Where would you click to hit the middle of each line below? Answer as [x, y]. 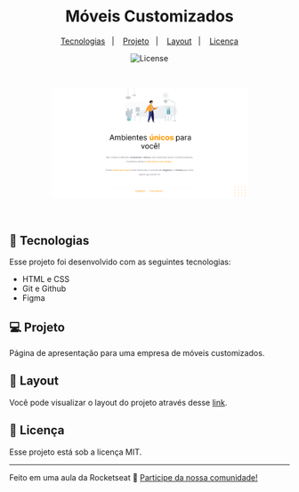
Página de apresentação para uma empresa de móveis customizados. [137, 353]
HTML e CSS [46, 279]
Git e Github [44, 289]
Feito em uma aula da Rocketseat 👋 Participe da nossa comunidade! [133, 477]
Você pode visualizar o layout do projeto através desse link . [118, 402]
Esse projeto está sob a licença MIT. [76, 452]
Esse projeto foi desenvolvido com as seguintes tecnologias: [120, 262]
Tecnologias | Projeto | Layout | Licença [149, 41]
